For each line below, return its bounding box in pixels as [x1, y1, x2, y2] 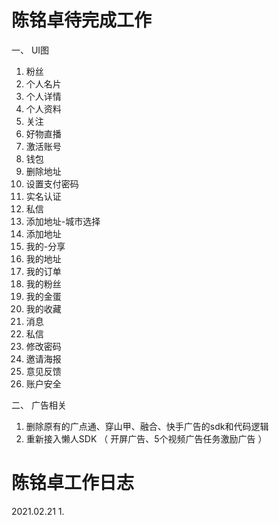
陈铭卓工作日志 [11, 472, 135, 495]
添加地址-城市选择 [25, 215, 101, 227]
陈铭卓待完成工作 [11, 9, 153, 32]
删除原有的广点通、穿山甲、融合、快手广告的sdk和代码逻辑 [25, 420, 269, 432]
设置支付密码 [25, 177, 79, 190]
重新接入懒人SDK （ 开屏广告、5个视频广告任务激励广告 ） [25, 432, 268, 445]
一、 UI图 [11, 44, 50, 56]
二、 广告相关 [11, 399, 67, 411]
